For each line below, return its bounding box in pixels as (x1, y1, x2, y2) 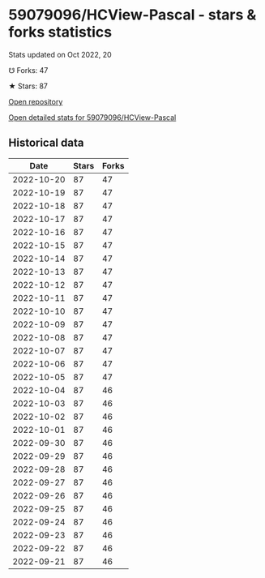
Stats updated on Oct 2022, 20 (8, 49, 112, 59)
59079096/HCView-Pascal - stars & (8, 6, 257, 24)
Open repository (8, 96, 63, 106)
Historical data (8, 136, 84, 150)
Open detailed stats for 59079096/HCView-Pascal (8, 112, 177, 122)
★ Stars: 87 (8, 81, 49, 91)
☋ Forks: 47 (8, 65, 49, 75)
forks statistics (8, 23, 112, 41)
